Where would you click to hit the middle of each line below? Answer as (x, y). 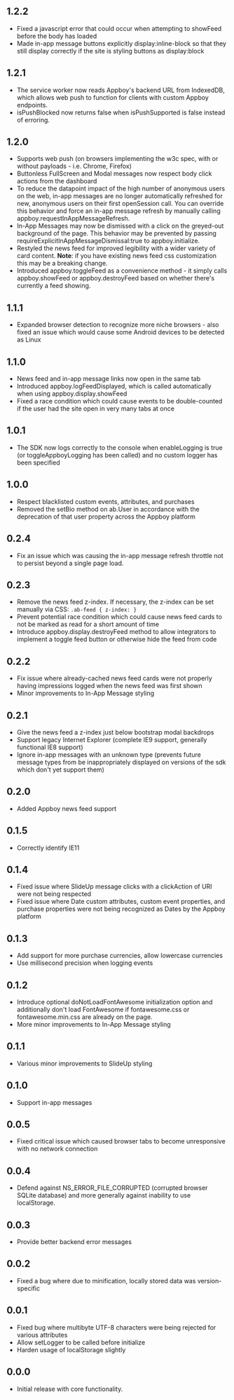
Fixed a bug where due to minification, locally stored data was (106, 1281)
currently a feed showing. (54, 286)
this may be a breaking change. (62, 264)
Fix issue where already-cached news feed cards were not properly (115, 678)
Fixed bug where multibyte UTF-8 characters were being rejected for (116, 1327)
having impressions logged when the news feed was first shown (109, 686)
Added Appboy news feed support (67, 808)
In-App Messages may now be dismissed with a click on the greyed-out (120, 226)
